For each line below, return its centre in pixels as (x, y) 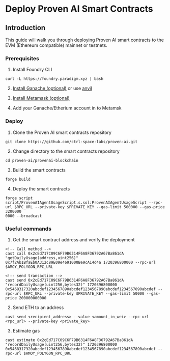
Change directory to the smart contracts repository (66, 151)
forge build (18, 179)
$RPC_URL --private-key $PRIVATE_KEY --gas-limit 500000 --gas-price (90, 207)
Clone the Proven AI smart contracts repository (62, 132)
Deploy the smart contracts (41, 188)
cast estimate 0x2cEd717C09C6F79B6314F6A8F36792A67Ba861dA (69, 340)
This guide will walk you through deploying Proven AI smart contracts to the (85, 40)
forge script (19, 198)
